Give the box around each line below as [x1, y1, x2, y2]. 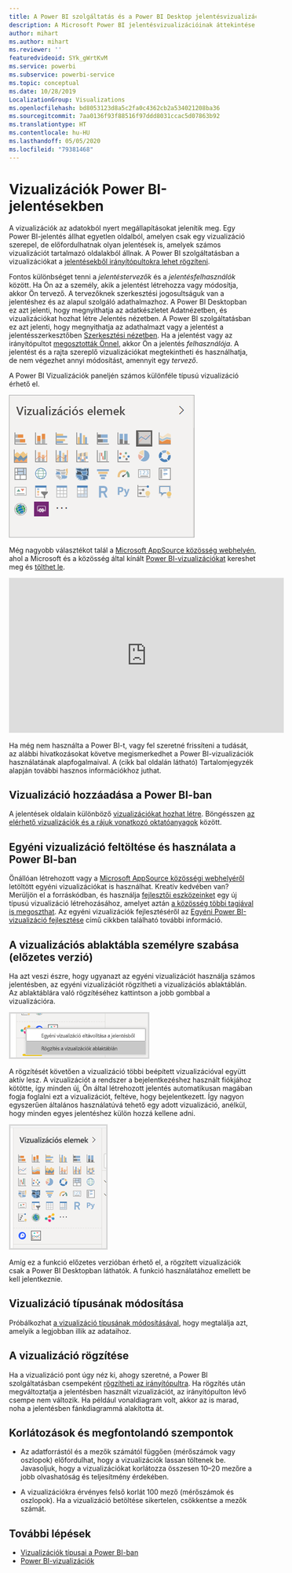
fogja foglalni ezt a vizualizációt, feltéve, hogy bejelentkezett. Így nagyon [9, 1092, 244, 1101]
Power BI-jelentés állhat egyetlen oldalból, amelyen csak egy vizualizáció [9, 231, 246, 241]
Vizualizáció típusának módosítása [9, 1297, 184, 1310]
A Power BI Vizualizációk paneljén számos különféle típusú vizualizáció [9, 371, 239, 380]
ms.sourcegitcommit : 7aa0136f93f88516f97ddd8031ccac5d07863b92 [9, 113, 221, 120]
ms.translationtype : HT [9, 120, 87, 129]
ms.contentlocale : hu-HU [9, 129, 90, 137]
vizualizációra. [9, 996, 56, 1006]
